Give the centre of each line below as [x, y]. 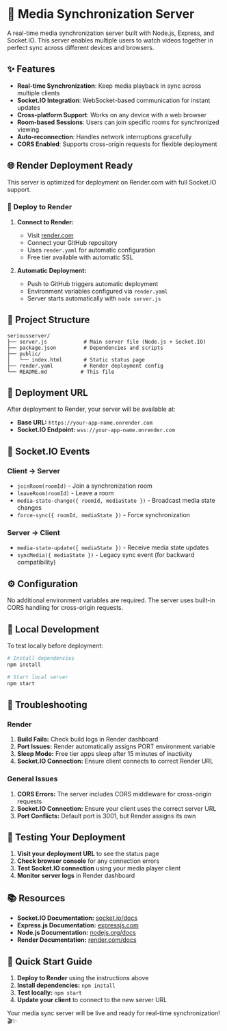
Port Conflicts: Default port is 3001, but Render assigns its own [106, 816]
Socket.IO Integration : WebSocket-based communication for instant [113, 100]
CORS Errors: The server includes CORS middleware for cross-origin [114, 794]
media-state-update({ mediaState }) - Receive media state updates [113, 547]
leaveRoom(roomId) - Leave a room [65, 493]
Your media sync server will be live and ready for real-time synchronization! [113, 1013]
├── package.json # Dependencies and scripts [85, 348]
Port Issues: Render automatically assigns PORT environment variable [116, 746]
